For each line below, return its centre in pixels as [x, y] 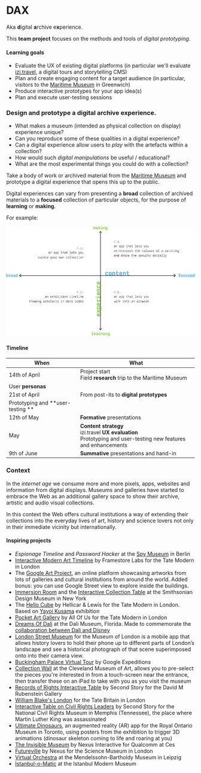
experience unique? [39, 132]
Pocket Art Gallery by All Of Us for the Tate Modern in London [91, 617]
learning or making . [31, 206]
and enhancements [103, 445]
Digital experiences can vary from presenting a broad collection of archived [100, 194]
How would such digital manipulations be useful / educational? [92, 158]
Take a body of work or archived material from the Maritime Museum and [96, 176]
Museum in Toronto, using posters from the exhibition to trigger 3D [97, 732]
